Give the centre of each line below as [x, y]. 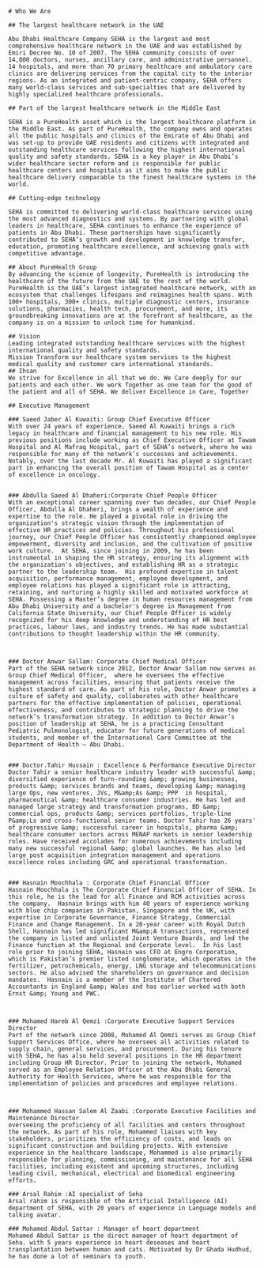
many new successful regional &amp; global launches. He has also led [127, 848]
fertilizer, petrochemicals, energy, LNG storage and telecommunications [132, 966]
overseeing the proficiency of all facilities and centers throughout [127, 1125]
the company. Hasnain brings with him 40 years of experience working [128, 904]
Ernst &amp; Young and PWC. [55, 994]
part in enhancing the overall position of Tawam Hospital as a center [128, 468]
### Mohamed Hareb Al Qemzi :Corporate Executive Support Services [122, 1021]
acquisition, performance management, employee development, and [118, 579]
